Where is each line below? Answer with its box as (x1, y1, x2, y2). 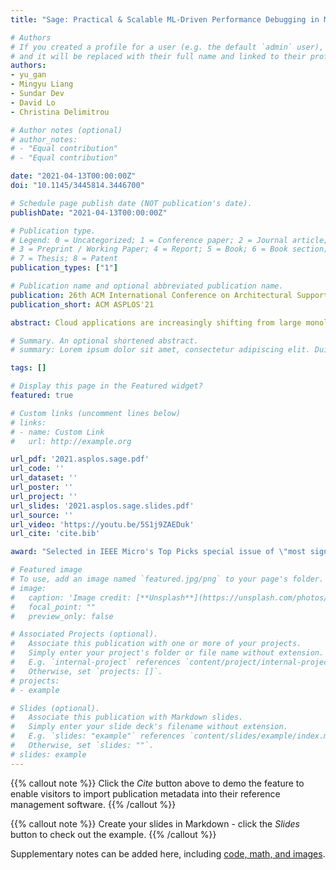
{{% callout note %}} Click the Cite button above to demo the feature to (10, 777, 305, 789)
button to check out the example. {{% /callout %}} (10, 828, 217, 840)
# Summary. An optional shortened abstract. (10, 336, 199, 346)
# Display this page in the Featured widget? (10, 381, 203, 391)
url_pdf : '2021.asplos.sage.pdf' (10, 454, 150, 465)
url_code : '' (10, 464, 65, 474)
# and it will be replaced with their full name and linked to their (10, 51, 307, 61)
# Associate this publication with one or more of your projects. (10, 639, 302, 649)
